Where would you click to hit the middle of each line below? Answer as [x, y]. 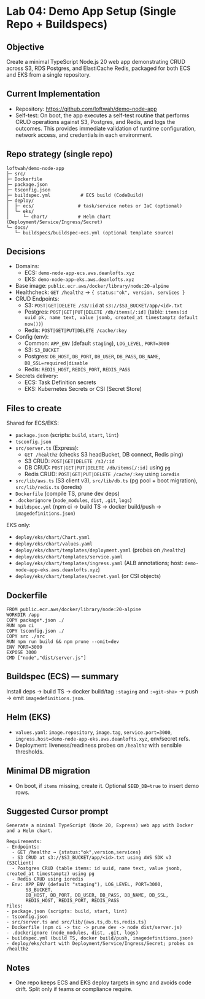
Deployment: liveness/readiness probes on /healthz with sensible [99, 745]
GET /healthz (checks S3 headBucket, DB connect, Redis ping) [104, 455]
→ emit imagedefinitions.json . [46, 698]
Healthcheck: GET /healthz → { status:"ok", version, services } [100, 292]
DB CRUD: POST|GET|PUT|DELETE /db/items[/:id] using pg [97, 468]
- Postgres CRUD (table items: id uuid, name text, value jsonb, [97, 869]
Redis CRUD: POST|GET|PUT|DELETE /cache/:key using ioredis [102, 474]
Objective [25, 47]
